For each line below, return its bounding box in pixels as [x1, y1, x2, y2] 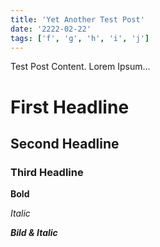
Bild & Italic [10, 227, 58, 239]
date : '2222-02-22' [10, 24, 92, 34]
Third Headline [10, 165, 84, 179]
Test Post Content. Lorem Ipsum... [10, 61, 151, 73]
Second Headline [10, 135, 120, 152]
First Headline [10, 96, 130, 118]
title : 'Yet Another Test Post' [10, 14, 145, 25]
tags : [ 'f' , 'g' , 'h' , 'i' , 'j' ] [10, 33, 150, 43]
